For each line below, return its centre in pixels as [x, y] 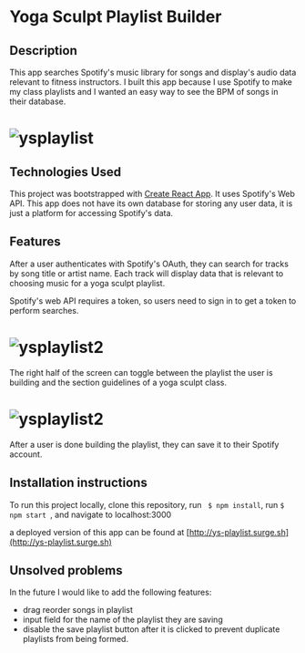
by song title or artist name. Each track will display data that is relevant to [147, 273]
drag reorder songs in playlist [78, 610]
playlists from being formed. [76, 639]
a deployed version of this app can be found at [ [99, 532]
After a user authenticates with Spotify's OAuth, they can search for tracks [149, 264]
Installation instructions [78, 483]
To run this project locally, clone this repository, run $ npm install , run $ [147, 504]
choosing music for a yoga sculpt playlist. [87, 283]
